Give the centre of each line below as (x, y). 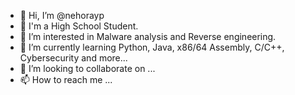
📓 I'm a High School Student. (79, 26)
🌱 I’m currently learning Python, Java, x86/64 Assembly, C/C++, (152, 47)
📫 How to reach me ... (66, 79)
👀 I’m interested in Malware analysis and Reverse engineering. (148, 36)
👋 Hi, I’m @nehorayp (62, 15)
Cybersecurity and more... (73, 58)
